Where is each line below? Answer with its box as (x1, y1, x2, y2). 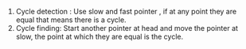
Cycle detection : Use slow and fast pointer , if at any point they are (15, 7, 237, 16)
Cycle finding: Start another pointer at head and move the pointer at (15, 24, 239, 32)
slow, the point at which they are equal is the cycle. (15, 32, 184, 41)
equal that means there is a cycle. (15, 15, 127, 24)
